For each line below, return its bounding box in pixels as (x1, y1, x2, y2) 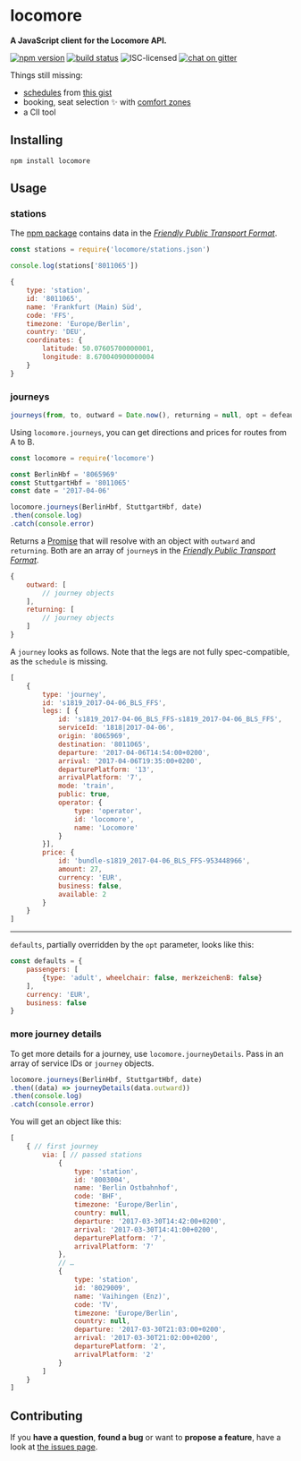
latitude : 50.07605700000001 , (42, 344, 155, 354)
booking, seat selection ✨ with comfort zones (22, 96, 191, 107)
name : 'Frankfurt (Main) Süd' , (26, 302, 143, 312)
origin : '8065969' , (57, 732, 130, 741)
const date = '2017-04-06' (10, 486, 111, 495)
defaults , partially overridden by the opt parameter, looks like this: (10, 940, 255, 950)
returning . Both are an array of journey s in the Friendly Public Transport (10, 545, 276, 555)
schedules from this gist (22, 87, 113, 98)
